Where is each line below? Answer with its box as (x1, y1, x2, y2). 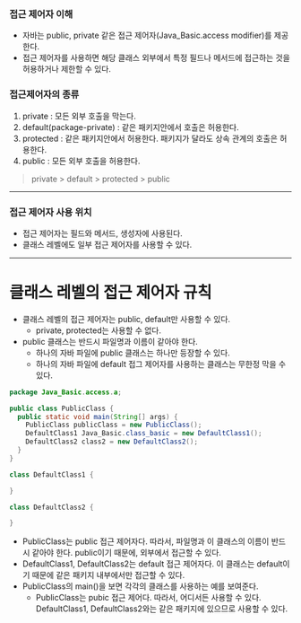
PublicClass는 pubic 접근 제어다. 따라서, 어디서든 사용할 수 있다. (35, 592, 262, 603)
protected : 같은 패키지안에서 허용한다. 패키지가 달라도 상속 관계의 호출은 (21, 133, 278, 144)
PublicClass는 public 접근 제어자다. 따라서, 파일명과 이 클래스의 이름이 (21, 536, 270, 547)
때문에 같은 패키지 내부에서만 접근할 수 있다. (31, 570, 185, 581)
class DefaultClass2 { (9, 503, 94, 512)
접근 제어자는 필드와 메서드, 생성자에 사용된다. (21, 227, 184, 239)
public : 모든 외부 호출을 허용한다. (21, 155, 141, 166)
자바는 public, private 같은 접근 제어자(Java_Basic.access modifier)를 (21, 30, 272, 41)
